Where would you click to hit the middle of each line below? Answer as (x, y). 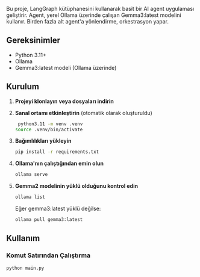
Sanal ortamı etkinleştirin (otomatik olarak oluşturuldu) (83, 113)
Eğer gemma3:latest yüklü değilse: (58, 208)
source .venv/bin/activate (49, 129)
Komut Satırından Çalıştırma (48, 255)
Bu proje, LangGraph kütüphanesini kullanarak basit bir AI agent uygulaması (100, 9)
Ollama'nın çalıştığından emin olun (59, 163)
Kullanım (23, 238)
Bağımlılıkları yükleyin (43, 141)
